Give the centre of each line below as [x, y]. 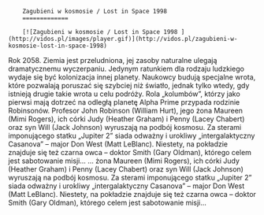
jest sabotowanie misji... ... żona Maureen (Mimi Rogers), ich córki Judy [124, 161]
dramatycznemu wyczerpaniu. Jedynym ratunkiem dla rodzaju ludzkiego [126, 69]
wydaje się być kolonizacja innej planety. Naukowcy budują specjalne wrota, [132, 77]
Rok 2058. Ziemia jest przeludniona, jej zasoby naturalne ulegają [113, 60]
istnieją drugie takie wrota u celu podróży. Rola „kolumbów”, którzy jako [124, 94]
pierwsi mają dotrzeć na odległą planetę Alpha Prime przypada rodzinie [124, 102]
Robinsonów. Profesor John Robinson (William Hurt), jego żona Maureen [125, 111]
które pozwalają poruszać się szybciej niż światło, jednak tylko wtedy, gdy [129, 85]
